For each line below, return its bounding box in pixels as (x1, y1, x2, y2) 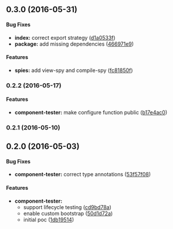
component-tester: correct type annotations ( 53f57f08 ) (14, 171, 151, 178)
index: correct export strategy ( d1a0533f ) (14, 34, 116, 41)
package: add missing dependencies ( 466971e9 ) (14, 40, 134, 47)
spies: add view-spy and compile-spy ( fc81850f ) (14, 67, 133, 74)
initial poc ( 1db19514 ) (23, 216, 74, 223)
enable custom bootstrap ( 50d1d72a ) (23, 210, 113, 217)
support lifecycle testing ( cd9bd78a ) (23, 203, 111, 210)
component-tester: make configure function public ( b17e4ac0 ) (14, 108, 168, 116)
